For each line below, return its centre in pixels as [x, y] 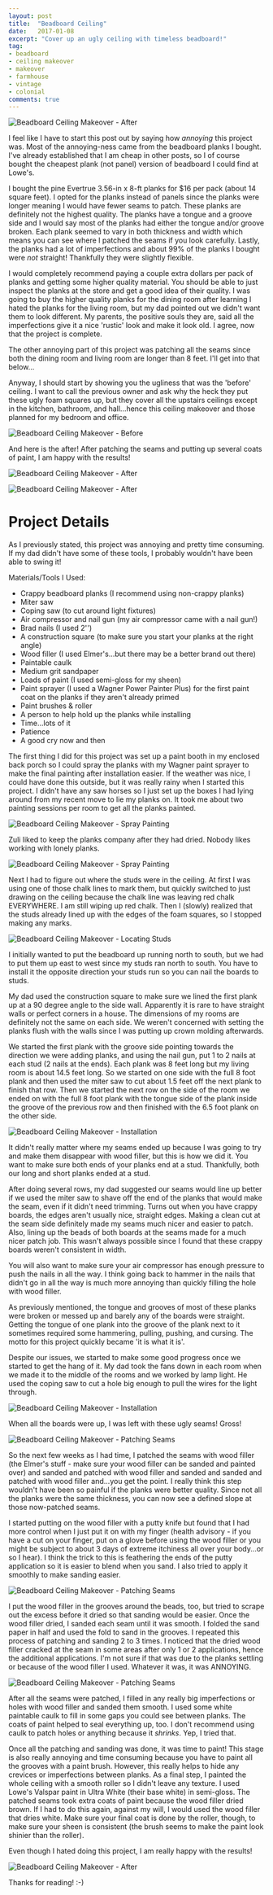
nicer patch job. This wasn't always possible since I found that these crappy [135, 1241]
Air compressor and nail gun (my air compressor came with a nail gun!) [139, 619]
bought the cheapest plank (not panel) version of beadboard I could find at [133, 164]
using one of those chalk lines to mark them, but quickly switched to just [130, 889]
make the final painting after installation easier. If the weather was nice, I [129, 773]
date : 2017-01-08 [41, 31]
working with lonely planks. [54, 848]
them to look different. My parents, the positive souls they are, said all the [131, 317]
